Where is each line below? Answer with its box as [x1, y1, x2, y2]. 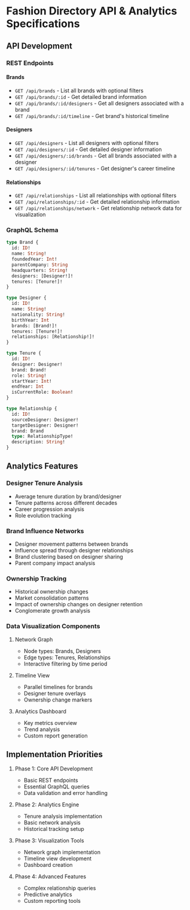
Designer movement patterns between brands [14, 540, 128, 548]
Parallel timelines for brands [23, 683, 93, 690]
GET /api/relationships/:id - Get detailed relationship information [14, 198, 180, 205]
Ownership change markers [23, 696, 93, 703]
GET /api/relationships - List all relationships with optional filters [14, 192, 177, 199]
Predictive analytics [23, 891, 73, 898]
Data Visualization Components [6, 622, 100, 630]
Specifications [6, 17, 80, 31]
